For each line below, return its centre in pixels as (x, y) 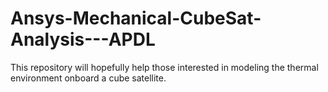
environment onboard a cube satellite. (88, 78)
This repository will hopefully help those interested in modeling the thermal (164, 67)
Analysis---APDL (83, 39)
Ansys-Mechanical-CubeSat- (136, 18)
